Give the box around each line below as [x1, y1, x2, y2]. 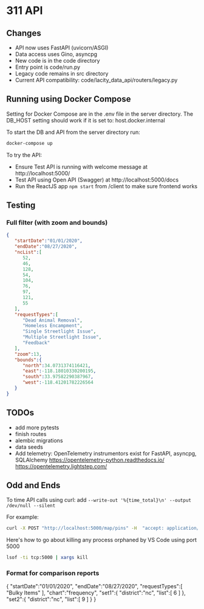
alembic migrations [15, 437, 63, 444]
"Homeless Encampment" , [22, 323, 83, 329]
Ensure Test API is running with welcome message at [15, 163, 148, 171]
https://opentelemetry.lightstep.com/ [15, 462, 107, 470]
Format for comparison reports [6, 569, 100, 577]
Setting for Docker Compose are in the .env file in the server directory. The [6, 110, 193, 118]
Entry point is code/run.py [15, 63, 81, 71]
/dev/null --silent [6, 503, 56, 509]
